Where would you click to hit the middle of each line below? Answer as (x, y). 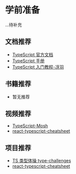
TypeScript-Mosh (30, 126)
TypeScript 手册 (28, 61)
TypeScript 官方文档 (33, 54)
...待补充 (14, 25)
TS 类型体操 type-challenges (42, 161)
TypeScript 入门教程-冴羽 (38, 67)
